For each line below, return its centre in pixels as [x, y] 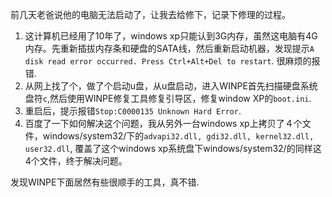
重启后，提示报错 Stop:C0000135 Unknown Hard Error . [133, 111]
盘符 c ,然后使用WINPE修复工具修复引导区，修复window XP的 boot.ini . [168, 98]
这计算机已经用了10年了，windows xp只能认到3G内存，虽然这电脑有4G [171, 36]
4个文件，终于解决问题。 [76, 161]
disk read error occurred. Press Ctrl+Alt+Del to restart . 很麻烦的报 [172, 61]
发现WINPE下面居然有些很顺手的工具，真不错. [105, 182]
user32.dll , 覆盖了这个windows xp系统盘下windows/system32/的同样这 [173, 148]
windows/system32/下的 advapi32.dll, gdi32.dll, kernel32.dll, [178, 136]
